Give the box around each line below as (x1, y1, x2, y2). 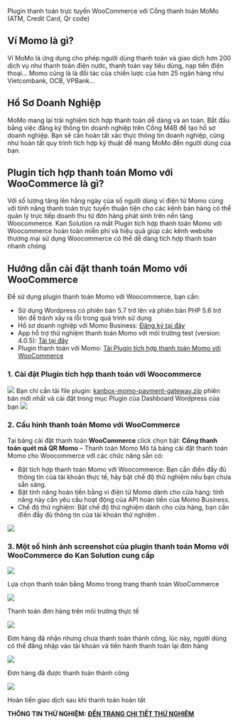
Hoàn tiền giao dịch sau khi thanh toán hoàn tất (7, 696, 146, 704)
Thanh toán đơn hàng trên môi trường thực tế (7, 607, 140, 616)
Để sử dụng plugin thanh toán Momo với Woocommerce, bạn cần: (7, 292, 200, 301)
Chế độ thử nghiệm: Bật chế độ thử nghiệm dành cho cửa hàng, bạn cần (17, 503, 229, 511)
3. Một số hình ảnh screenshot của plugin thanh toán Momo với (7, 541, 229, 551)
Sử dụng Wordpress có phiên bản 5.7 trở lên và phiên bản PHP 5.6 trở (17, 306, 222, 315)
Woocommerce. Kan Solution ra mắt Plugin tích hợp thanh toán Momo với (7, 219, 222, 227)
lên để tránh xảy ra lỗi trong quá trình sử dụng (17, 313, 152, 323)
